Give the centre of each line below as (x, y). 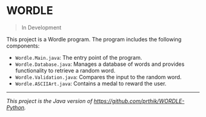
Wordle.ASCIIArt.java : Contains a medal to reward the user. (91, 83)
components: (23, 46)
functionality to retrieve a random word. (65, 70)
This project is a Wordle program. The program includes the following (94, 39)
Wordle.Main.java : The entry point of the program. (78, 57)
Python (15, 107)
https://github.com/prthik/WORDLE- (139, 101)
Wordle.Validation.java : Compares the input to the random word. (98, 77)
